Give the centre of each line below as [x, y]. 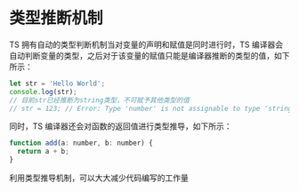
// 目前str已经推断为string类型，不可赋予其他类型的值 [99, 100]
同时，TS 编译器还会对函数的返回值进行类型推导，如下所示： [121, 126]
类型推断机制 [57, 18]
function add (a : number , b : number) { [81, 143]
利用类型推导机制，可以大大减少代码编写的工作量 [99, 178]
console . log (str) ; [43, 92]
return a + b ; [43, 152]
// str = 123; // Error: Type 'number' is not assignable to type [135, 108]
